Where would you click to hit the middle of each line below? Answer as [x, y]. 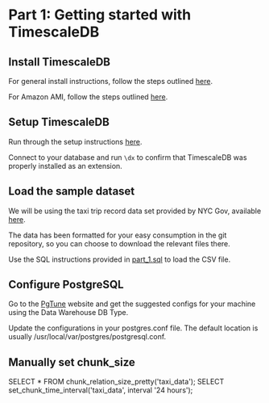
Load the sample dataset [72, 191]
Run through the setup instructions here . [75, 141]
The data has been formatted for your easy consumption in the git [118, 235]
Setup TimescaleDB [59, 122]
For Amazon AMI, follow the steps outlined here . [88, 97]
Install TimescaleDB [60, 62]
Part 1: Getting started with [100, 15]
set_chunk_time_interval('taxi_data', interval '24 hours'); [101, 390]
